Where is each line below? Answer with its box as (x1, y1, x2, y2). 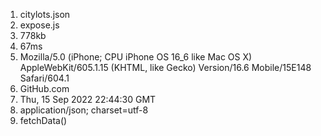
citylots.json (19, 9, 71, 20)
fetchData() (19, 115, 68, 126)
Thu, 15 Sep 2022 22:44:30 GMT (19, 94, 157, 105)
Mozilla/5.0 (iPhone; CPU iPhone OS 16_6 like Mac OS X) (19, 51, 253, 63)
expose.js (19, 19, 60, 31)
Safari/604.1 (19, 72, 70, 84)
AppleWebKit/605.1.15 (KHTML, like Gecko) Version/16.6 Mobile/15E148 (19, 62, 312, 73)
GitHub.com (19, 83, 70, 94)
